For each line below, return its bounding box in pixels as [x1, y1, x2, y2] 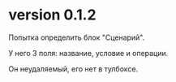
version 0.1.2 [8, 6, 97, 24]
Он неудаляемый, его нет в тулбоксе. [8, 63, 139, 74]
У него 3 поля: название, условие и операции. [8, 48, 169, 58]
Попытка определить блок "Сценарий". [8, 32, 145, 42]
